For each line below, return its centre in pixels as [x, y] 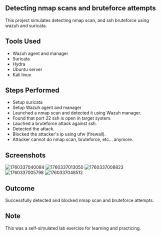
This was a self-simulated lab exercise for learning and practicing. [73, 228]
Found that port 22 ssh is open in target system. [62, 118]
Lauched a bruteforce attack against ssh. [55, 123]
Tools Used [23, 41]
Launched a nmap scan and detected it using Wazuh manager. [77, 113]
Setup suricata [27, 102]
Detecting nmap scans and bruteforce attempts [81, 8]
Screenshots [25, 155]
